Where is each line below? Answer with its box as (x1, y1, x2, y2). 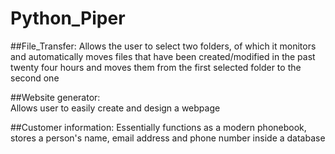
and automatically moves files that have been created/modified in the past (10, 50, 316, 62)
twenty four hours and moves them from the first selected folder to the (10, 61, 302, 73)
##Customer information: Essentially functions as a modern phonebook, (10, 121, 307, 133)
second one (10, 72, 60, 84)
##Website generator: (10, 91, 101, 103)
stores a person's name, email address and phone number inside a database (10, 132, 326, 144)
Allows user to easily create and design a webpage (10, 102, 221, 114)
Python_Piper (10, 7, 126, 30)
